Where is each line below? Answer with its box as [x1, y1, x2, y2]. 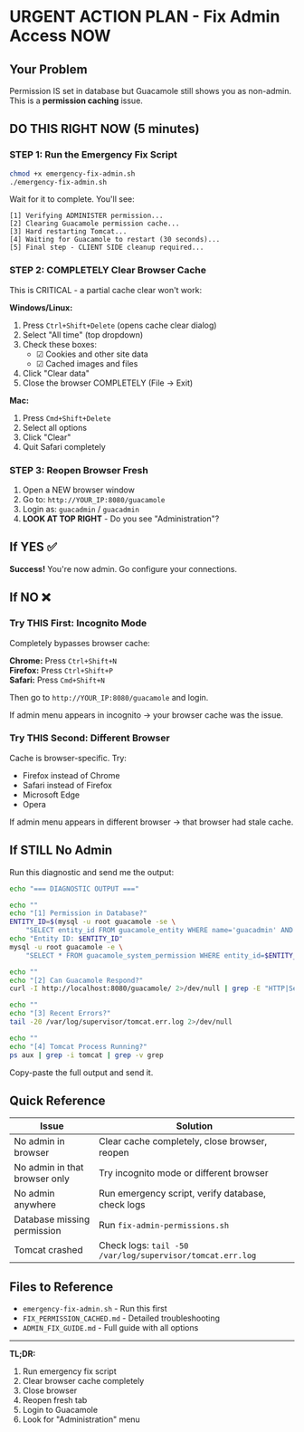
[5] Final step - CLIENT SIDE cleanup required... [9, 243, 204, 253]
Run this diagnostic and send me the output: [9, 866, 175, 877]
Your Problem [9, 62, 88, 77]
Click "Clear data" [22, 368, 90, 378]
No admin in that [14, 1161, 84, 1174]
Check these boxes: [22, 339, 98, 349]
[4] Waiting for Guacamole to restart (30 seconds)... [9, 235, 221, 244]
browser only [14, 1172, 71, 1185]
